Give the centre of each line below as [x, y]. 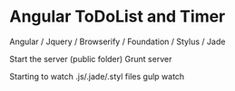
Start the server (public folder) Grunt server [91, 59]
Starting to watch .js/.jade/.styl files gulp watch [97, 76]
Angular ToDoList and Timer [117, 17]
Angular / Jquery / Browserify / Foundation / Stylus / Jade [117, 41]
